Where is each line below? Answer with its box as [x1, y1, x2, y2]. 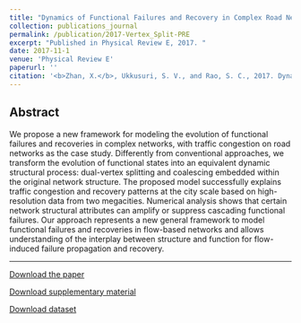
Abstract [9, 105, 60, 120]
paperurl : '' [9, 64, 58, 73]
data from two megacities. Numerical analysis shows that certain [47, 195, 288, 206]
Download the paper [9, 268, 85, 279]
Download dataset [9, 303, 77, 314]
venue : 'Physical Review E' [9, 55, 115, 64]
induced [9, 243, 40, 254]
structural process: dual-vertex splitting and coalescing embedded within [9, 167, 280, 178]
